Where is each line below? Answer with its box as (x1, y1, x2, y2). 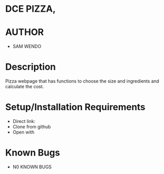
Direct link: (12, 118, 36, 124)
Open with (12, 129, 35, 135)
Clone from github (12, 123, 51, 130)
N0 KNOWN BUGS (12, 164, 52, 170)
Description (5, 61, 56, 73)
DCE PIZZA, (5, 3, 56, 15)
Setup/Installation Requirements (5, 102, 146, 113)
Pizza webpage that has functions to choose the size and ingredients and (5, 78, 159, 84)
